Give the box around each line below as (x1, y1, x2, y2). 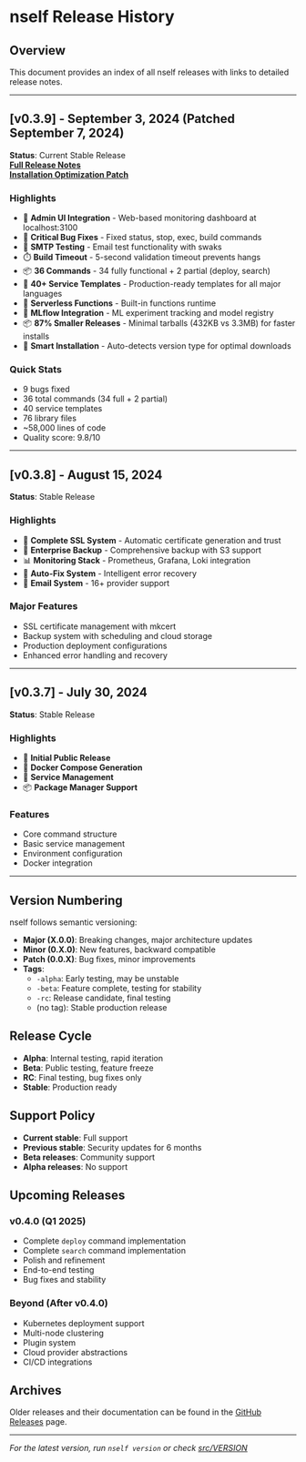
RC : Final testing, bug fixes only (22, 1071, 142, 1082)
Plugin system (22, 1336, 76, 1348)
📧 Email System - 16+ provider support (22, 577, 170, 588)
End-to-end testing (22, 1264, 95, 1275)
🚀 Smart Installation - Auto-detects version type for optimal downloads (22, 340, 291, 351)
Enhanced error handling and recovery (22, 649, 168, 661)
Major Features (9, 600, 78, 613)
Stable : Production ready (22, 1081, 117, 1092)
